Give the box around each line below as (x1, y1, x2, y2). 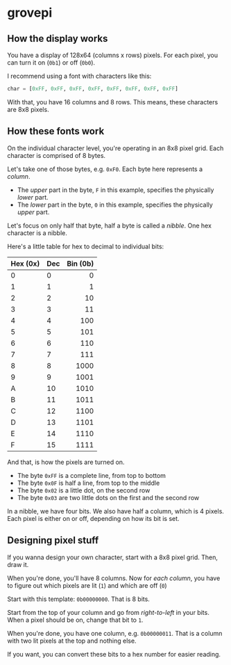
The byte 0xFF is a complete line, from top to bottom (17, 471, 166, 479)
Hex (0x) (10, 259, 40, 269)
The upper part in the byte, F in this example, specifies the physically (17, 186, 214, 194)
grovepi (7, 5, 53, 21)
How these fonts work (7, 125, 105, 137)
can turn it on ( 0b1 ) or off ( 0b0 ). (7, 58, 96, 67)
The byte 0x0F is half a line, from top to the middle (17, 479, 160, 487)
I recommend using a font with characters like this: (7, 72, 152, 80)
